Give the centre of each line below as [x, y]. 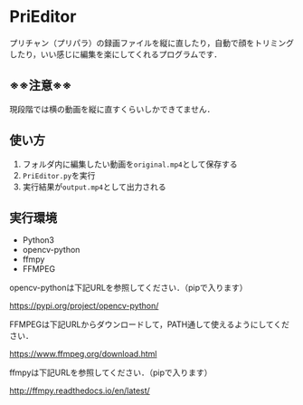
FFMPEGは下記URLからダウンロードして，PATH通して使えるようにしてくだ [150, 324]
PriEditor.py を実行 [59, 175]
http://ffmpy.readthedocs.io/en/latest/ [80, 391]
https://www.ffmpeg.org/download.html [83, 354]
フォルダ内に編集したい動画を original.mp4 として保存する [130, 164]
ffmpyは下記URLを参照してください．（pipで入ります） [111, 372]
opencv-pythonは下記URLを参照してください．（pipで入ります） [128, 288]
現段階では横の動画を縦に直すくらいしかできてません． [112, 109]
